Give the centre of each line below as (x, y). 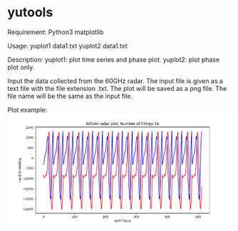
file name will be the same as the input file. (70, 96)
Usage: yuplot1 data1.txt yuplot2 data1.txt (67, 45)
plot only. (21, 67)
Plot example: (27, 109)
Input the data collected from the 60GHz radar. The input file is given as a (115, 81)
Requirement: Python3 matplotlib (56, 32)
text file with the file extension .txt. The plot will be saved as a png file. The (117, 88)
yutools (30, 12)
